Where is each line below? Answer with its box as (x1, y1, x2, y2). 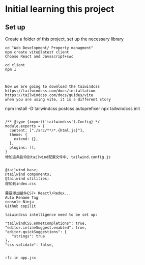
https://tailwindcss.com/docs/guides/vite (5, 93, 93, 98)
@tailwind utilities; (5, 176, 50, 181)
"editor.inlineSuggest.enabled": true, (5, 225, 87, 230)
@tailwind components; (5, 172, 52, 177)
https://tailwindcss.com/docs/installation (5, 88, 96, 93)
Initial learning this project (5, 3, 115, 15)
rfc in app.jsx (5, 255, 36, 260)
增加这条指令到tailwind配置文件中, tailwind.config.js (5, 155, 111, 159)
